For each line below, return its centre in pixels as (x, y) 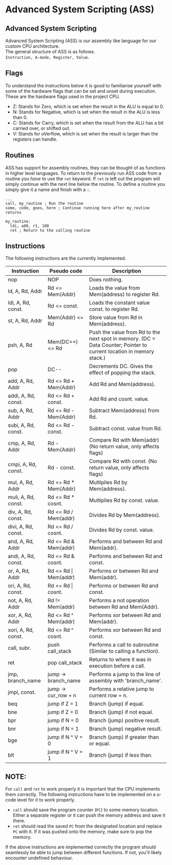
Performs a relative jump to (122, 689)
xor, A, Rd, (20, 616)
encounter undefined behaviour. (39, 858)
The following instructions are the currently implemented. (66, 258)
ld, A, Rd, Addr (25, 291)
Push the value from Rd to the (124, 332)
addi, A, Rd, (21, 396)
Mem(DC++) (63, 342)
